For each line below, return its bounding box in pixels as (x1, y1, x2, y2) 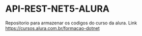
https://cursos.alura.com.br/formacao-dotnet (5, 25, 100, 31)
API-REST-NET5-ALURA (5, 3, 109, 15)
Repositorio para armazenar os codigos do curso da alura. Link (5, 20, 137, 26)
